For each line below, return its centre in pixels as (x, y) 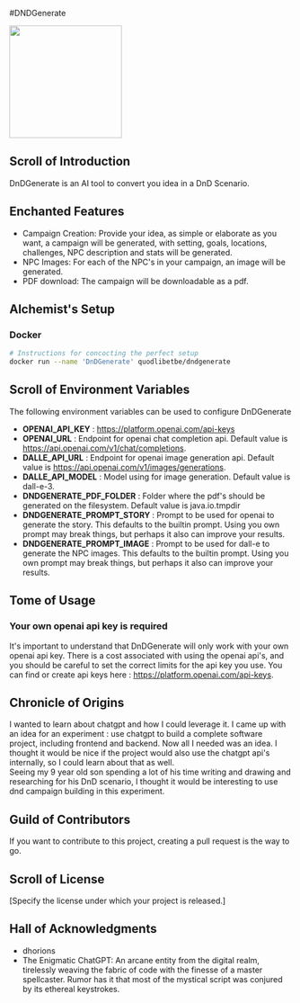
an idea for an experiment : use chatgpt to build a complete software (136, 734)
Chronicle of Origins (67, 702)
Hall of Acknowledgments (83, 929)
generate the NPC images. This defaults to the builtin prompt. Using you (155, 553)
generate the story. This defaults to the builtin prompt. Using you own (151, 524)
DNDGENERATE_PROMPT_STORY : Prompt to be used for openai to (148, 515)
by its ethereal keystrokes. (71, 989)
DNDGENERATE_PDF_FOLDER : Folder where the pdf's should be (144, 496)
